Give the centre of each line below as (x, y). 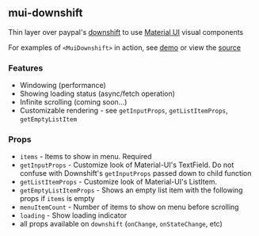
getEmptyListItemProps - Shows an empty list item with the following (131, 190)
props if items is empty (57, 199)
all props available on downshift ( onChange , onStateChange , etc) (121, 224)
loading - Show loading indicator (73, 215)
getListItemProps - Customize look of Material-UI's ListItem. (118, 182)
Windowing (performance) (63, 86)
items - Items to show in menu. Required (86, 157)
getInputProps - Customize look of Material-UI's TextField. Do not (127, 165)
